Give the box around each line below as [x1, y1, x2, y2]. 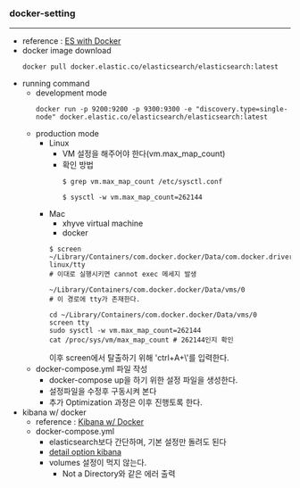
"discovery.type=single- [195, 105, 288, 114]
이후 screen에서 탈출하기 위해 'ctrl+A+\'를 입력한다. [48, 352, 229, 363]
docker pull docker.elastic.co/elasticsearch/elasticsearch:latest [21, 62, 279, 71]
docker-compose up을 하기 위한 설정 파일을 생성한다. [48, 375, 238, 385]
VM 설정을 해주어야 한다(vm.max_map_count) [62, 148, 226, 159]
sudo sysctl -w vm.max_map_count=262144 [48, 327, 202, 335]
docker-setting [9, 7, 76, 20]
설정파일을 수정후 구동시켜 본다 [48, 386, 157, 397]
